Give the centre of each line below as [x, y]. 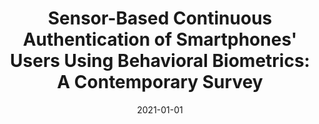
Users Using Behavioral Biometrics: [160, 61]
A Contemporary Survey [160, 82]
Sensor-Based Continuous [160, 18]
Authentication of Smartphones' [160, 39]
